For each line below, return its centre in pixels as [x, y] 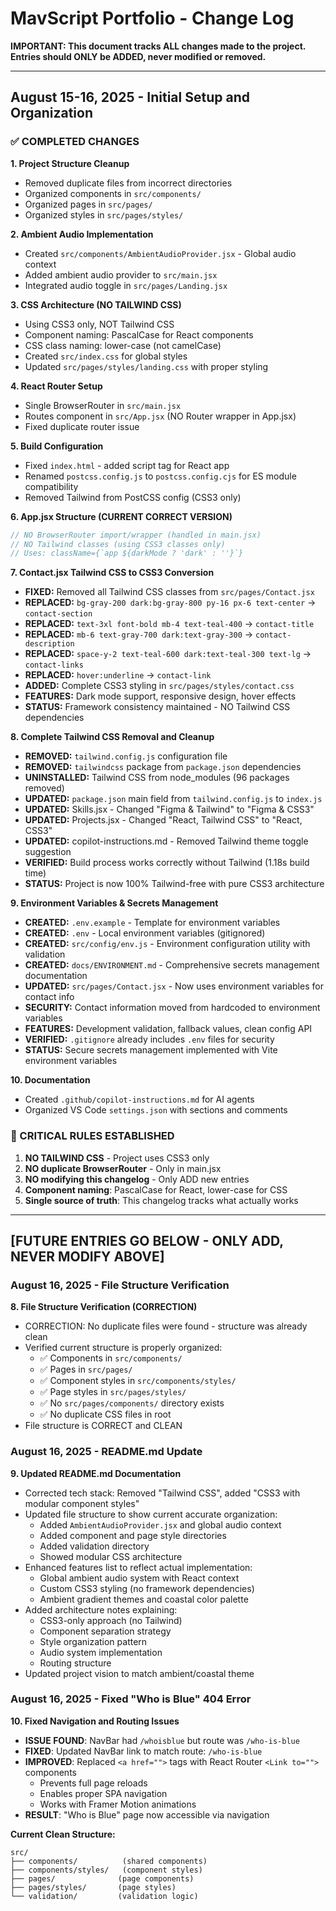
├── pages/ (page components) [102, 1878]
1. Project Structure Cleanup [70, 163]
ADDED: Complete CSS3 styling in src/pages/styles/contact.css [159, 686]
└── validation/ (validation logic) [104, 1896]
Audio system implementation [101, 1652]
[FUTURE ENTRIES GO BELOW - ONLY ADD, [147, 1240]
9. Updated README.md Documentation [96, 1473]
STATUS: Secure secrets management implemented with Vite [151, 1050]
